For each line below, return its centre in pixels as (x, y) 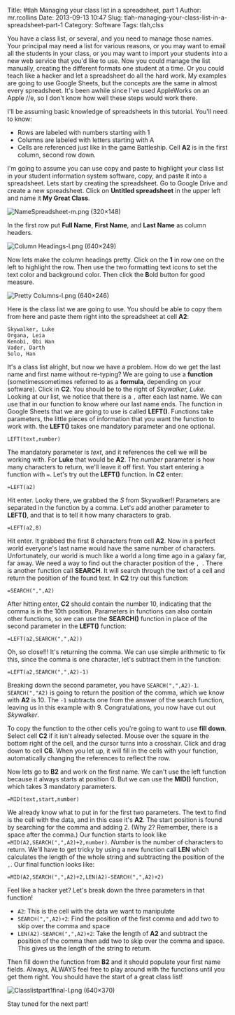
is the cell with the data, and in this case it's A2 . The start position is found (115, 820)
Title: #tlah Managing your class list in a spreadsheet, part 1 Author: (104, 10)
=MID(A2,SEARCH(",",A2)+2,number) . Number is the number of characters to (115, 842)
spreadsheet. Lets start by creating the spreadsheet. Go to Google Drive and (117, 183)
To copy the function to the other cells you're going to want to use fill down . (117, 728)
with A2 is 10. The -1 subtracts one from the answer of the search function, (116, 700)
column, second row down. (57, 155)
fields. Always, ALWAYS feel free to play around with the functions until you (116, 969)
